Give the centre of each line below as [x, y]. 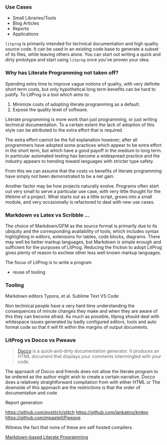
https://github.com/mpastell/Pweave [43, 418]
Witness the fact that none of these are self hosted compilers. [69, 427]
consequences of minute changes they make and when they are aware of [81, 311]
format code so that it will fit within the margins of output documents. [77, 327]
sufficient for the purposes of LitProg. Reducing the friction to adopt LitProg [84, 247]
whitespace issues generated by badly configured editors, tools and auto [81, 322]
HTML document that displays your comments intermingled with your [89, 357]
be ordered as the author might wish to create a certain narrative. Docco [80, 377]
